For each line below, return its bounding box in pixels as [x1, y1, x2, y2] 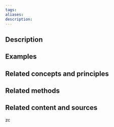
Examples [5, 52, 37, 61]
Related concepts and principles [5, 69, 109, 78]
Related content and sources [5, 103, 98, 112]
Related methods [5, 86, 60, 95]
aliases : [5, 12, 24, 17]
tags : [5, 7, 17, 13]
